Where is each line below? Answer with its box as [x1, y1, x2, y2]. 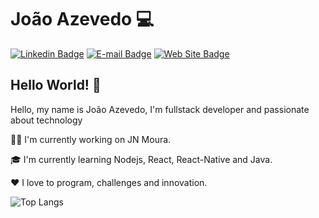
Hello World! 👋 [10, 77, 102, 94]
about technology [10, 114, 83, 126]
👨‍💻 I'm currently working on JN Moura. [10, 133, 172, 145]
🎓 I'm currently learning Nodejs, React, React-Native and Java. [10, 153, 273, 165]
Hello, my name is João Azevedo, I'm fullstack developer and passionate [10, 103, 310, 115]
